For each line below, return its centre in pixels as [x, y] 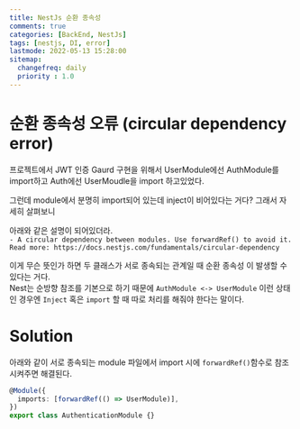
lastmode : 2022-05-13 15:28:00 [68, 51]
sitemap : [26, 59]
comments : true [38, 26]
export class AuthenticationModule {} [82, 415]
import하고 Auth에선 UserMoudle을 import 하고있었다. [107, 180]
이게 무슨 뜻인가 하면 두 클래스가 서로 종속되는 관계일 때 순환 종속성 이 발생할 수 [149, 265]
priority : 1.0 [46, 77]
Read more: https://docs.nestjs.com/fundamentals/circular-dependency [145, 247]
